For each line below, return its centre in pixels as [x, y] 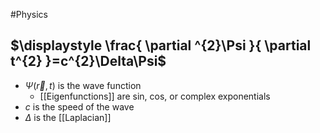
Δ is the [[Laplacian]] [68, 117]
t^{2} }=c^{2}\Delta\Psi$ [88, 61]
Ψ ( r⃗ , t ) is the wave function [83, 85]
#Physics [29, 14]
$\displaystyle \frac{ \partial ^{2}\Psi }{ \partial [161, 45]
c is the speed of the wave [79, 106]
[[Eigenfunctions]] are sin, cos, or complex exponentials [155, 96]
